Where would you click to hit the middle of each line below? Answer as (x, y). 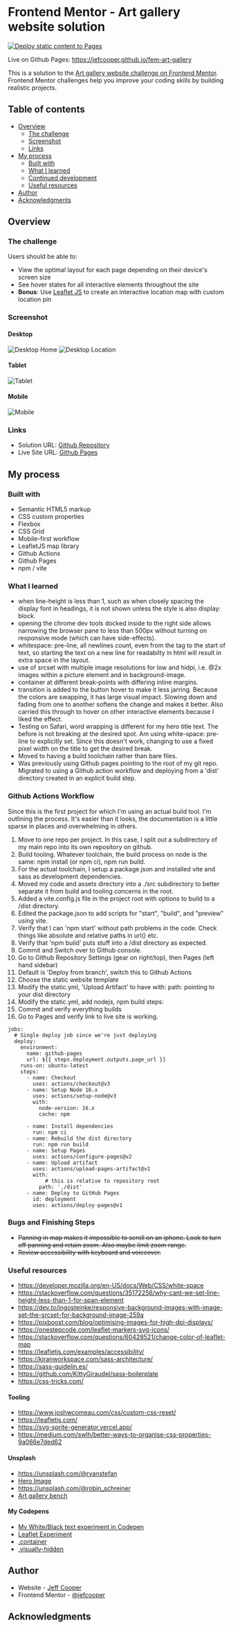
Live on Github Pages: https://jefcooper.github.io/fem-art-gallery (100, 59)
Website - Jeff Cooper (50, 1587)
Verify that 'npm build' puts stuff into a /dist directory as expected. (113, 943)
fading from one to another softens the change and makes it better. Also (120, 704)
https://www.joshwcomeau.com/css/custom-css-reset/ (97, 1413)
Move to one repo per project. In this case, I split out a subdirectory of (118, 839)
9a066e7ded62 (40, 1442)
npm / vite (32, 568)
